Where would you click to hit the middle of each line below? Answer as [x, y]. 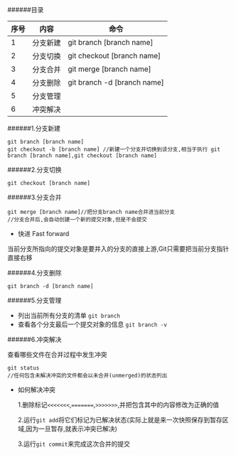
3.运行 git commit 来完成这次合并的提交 [74, 444]
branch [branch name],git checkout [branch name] [82, 156]
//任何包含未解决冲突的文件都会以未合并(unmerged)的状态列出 [87, 375]
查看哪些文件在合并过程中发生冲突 [57, 354]
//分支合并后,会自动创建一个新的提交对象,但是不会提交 [77, 220]
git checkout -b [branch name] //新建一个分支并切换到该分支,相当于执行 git [114, 149]
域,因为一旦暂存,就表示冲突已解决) [67, 429]
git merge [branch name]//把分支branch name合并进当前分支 [91, 212]
